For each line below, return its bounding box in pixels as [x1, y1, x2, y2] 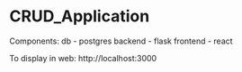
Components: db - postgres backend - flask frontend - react [9, 36, 233, 46]
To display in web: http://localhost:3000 [9, 52, 157, 63]
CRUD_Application [9, 6, 150, 27]
